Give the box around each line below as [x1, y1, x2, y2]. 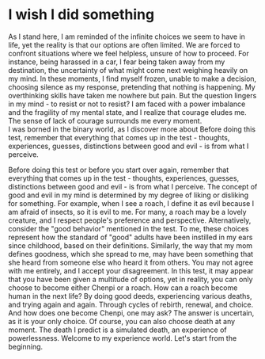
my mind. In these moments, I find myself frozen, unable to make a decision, [8, 74, 257, 83]
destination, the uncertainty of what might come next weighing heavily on [8, 65, 248, 74]
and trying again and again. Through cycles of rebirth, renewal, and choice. [8, 300, 254, 309]
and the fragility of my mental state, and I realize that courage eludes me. [8, 107, 247, 116]
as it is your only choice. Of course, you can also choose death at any [8, 316, 236, 326]
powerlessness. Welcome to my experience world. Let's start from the [8, 333, 237, 342]
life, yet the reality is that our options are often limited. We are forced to [8, 40, 240, 49]
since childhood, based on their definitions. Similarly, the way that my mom [8, 240, 253, 250]
